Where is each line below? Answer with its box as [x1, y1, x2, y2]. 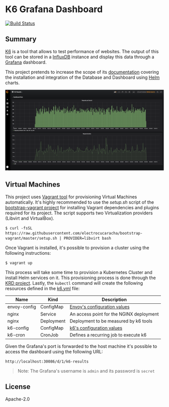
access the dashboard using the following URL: [5, 348, 103, 354]
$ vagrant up [5, 260, 33, 265]
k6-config [7, 325, 29, 331]
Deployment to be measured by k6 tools [69, 318, 152, 324]
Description [102, 297, 127, 303]
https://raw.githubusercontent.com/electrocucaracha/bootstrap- [5, 231, 143, 236]
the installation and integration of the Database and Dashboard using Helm [5, 74, 160, 80]
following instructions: [5, 250, 51, 256]
